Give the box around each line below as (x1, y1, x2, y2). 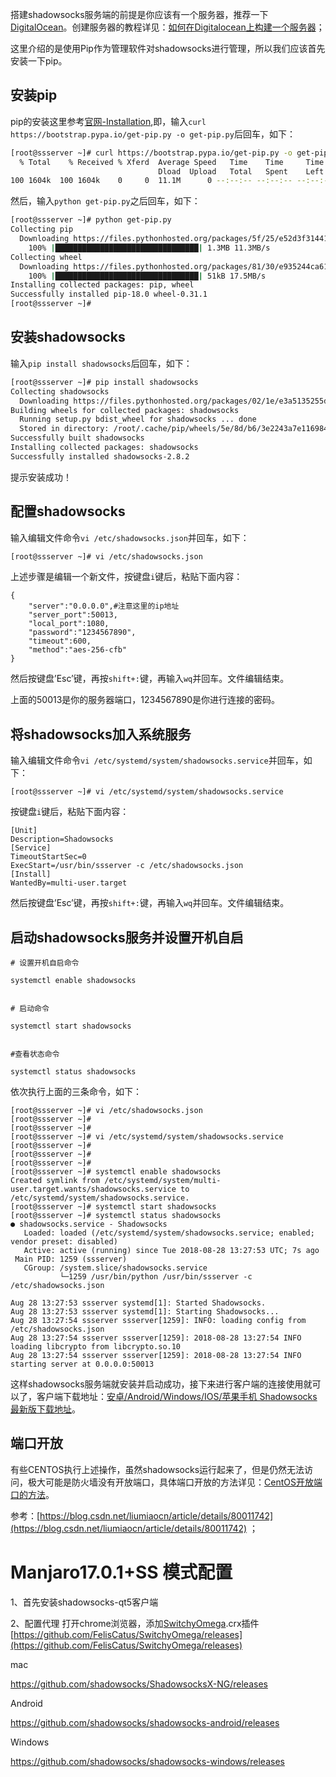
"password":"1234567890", (28, 628, 137, 638)
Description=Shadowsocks (10, 834, 114, 845)
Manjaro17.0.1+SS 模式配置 (10, 1561, 233, 1584)
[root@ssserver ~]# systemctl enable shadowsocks (10, 1167, 222, 1177)
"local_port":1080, (28, 619, 110, 629)
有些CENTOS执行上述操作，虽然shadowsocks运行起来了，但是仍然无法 (10, 1463, 305, 1475)
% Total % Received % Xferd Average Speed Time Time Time (19, 157, 325, 167)
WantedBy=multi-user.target (10, 878, 128, 888)
